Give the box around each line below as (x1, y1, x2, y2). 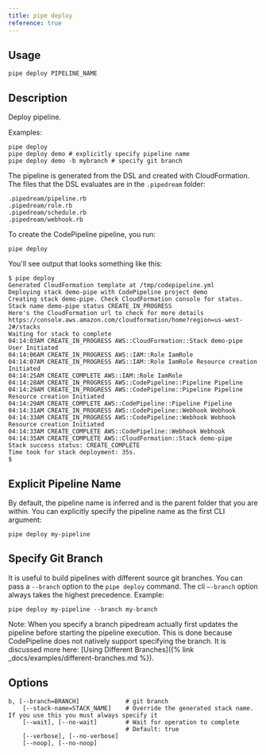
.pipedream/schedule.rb (8, 208, 87, 217)
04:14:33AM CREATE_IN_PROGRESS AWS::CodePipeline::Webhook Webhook (8, 414, 237, 422)
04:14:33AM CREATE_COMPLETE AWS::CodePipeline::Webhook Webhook (8, 427, 226, 436)
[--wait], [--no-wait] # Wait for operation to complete (22, 718, 240, 726)
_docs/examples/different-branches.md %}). (8, 653, 155, 663)
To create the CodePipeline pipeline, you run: (8, 230, 156, 239)
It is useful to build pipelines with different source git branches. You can (8, 573, 243, 582)
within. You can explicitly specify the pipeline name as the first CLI (8, 506, 226, 516)
